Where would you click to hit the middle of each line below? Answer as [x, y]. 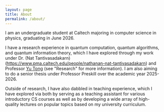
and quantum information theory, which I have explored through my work [80, 53]
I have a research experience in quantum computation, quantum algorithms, [82, 48]
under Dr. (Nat [20, 58]
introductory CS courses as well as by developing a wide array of [71, 99]
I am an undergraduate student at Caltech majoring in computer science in [81, 33]
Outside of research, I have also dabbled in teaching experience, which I [79, 89]
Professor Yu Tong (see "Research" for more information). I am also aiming [81, 69]
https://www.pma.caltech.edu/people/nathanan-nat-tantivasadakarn [76, 63]
